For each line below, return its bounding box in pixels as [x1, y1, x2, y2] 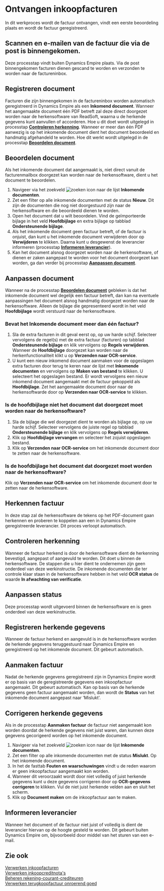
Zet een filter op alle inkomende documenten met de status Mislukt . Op [12, 752, 157, 758]
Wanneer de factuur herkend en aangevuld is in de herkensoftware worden [5, 636, 157, 642]
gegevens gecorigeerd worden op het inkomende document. [5, 732, 128, 738]
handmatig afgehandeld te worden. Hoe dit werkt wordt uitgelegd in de [5, 134, 148, 140]
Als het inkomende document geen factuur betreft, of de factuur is [12, 229, 146, 235]
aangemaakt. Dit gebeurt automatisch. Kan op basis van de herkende [5, 684, 145, 690]
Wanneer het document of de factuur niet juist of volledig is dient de [5, 822, 143, 828]
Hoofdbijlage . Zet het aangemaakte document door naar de [12, 384, 133, 390]
